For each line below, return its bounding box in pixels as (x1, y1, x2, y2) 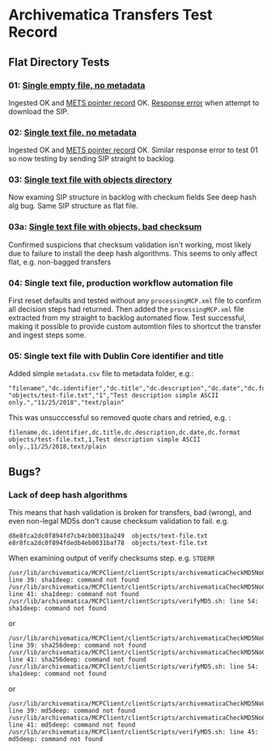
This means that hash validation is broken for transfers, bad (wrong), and (8, 508, 252, 517)
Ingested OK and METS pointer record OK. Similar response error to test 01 (8, 145, 258, 155)
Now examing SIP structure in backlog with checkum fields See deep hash (8, 192, 257, 202)
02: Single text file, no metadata (8, 127, 138, 138)
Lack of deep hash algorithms (8, 489, 128, 500)
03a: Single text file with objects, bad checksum (8, 221, 202, 233)
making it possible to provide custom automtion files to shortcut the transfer (8, 322, 261, 332)
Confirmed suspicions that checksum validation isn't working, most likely (8, 239, 252, 249)
